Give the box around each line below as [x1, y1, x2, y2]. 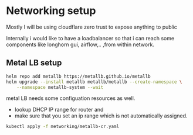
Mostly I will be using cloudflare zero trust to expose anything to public [6, 23, 178, 30]
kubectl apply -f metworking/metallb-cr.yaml [6, 124, 119, 130]
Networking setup [6, 4, 96, 18]
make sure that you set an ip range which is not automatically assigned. [14, 112, 188, 119]
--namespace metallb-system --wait [16, 84, 104, 90]
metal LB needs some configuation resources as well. [6, 95, 136, 102]
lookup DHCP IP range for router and [14, 106, 104, 113]
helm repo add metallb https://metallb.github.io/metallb [6, 73, 151, 79]
